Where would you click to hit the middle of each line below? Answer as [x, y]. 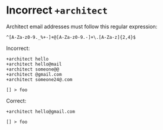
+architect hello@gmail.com [41, 111]
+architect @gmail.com [34, 74]
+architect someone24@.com [39, 79]
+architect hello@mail [34, 64]
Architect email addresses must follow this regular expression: [82, 26]
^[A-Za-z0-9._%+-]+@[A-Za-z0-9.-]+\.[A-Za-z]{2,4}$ [71, 37]
